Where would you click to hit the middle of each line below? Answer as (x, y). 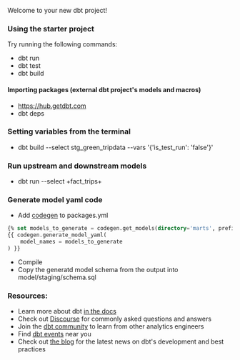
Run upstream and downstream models (77, 166)
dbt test (29, 66)
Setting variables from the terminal (69, 131)
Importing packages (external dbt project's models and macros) (104, 89)
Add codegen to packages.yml (63, 215)
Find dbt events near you (54, 334)
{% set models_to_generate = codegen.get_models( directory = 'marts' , (111, 229)
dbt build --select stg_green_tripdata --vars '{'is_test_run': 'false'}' (115, 147)
